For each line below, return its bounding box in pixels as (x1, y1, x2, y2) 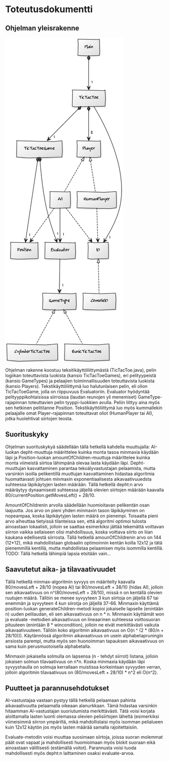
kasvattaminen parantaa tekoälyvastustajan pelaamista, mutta (27, 465, 155, 471)
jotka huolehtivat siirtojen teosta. (5, 416, 73, 421)
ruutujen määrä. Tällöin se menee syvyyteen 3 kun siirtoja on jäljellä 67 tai (5, 595, 159, 601)
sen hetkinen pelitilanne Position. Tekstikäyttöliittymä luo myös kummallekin (5, 405, 163, 411)
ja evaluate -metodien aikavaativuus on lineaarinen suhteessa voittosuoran (5, 616, 160, 622)
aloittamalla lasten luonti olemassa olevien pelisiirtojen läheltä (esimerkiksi (5, 713, 159, 719)
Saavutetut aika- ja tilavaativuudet (5, 565, 116, 574)
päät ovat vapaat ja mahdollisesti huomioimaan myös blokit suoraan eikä (5, 739, 155, 746)
